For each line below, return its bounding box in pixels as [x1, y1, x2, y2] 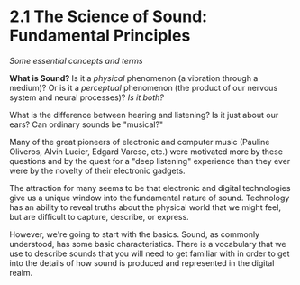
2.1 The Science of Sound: [9, 6, 208, 27]
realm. [9, 267, 33, 278]
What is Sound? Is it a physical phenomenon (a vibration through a [9, 72, 259, 83]
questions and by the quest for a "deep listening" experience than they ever [9, 155, 291, 166]
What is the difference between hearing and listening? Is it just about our [9, 109, 279, 120]
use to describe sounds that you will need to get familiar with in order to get [9, 248, 290, 259]
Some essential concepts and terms [9, 55, 143, 66]
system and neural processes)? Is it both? [9, 92, 164, 103]
